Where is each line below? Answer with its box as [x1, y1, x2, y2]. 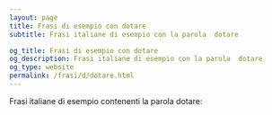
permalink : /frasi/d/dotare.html [9, 71, 135, 81]
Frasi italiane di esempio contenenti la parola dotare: [9, 95, 203, 106]
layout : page [9, 13, 58, 22]
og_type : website [9, 63, 75, 72]
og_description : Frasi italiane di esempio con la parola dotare [9, 55, 263, 64]
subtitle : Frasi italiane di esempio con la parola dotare [9, 30, 240, 39]
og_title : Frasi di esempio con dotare [9, 46, 159, 55]
